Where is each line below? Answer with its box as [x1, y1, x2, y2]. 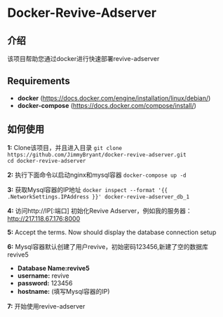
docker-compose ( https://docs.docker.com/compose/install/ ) [17, 101, 196, 109]
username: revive [17, 271, 70, 280]
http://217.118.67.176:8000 [7, 214, 81, 222]
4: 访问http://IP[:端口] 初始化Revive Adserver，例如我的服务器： [7, 206, 193, 215]
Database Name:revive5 [17, 264, 90, 272]
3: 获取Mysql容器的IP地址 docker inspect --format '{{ [7, 185, 168, 194]
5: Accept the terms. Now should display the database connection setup [7, 228, 217, 236]
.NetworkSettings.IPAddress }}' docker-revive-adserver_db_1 [7, 193, 190, 201]
